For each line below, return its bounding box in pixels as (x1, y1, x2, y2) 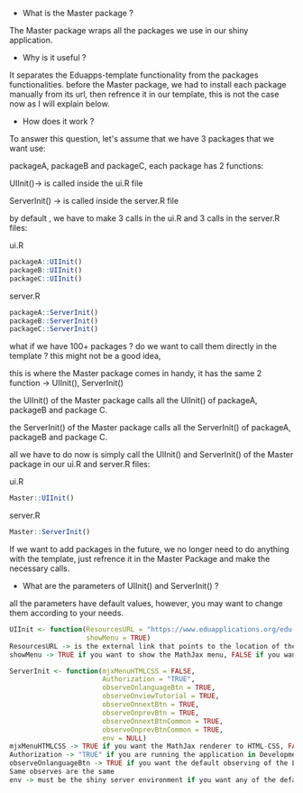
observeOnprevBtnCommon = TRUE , (102, 725, 224, 734)
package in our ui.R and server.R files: (9, 459, 151, 470)
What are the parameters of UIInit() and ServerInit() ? (22, 581, 219, 591)
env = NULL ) (102, 733, 147, 742)
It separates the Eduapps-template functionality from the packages (9, 69, 259, 80)
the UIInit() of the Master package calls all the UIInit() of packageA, (9, 395, 258, 406)
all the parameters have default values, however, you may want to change (9, 598, 283, 608)
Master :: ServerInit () (9, 528, 91, 537)
